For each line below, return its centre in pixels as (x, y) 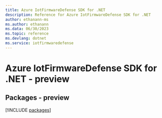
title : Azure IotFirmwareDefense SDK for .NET (55, 10)
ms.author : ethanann (27, 24)
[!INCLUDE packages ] (28, 110)
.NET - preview (37, 79)
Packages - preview (37, 98)
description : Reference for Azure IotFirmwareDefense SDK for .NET (78, 15)
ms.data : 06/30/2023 (27, 29)
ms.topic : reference (27, 34)
